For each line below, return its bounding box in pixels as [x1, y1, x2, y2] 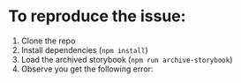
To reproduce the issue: [8, 6, 186, 26]
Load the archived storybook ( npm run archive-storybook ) [20, 54, 233, 64]
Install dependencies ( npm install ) [20, 44, 149, 55]
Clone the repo [20, 35, 76, 46]
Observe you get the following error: [20, 64, 154, 74]
